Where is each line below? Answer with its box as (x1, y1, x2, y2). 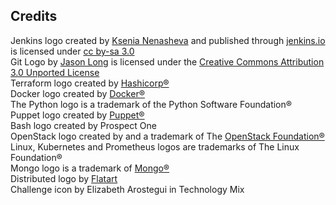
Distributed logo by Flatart (10, 172, 118, 184)
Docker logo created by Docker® (10, 87, 145, 99)
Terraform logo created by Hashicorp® (10, 77, 170, 89)
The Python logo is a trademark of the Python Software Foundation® (10, 98, 292, 110)
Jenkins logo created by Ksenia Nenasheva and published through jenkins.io (10, 34, 326, 46)
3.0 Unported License (10, 66, 100, 78)
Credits (10, 8, 58, 25)
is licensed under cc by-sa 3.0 (10, 45, 135, 57)
